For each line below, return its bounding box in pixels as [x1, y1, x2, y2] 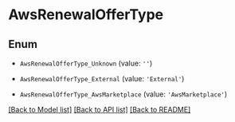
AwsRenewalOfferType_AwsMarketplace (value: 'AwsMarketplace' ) [19, 89, 228, 99]
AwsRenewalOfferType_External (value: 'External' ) [19, 74, 185, 83]
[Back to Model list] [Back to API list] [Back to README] [8, 105, 191, 114]
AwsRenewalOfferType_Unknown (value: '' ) [19, 58, 153, 68]
